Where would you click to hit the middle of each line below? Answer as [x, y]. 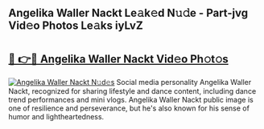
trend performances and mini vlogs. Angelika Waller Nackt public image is [131, 100]
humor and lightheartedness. [56, 117]
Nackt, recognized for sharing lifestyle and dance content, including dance [132, 91]
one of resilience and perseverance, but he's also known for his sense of [129, 108]
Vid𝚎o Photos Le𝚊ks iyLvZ [76, 26]
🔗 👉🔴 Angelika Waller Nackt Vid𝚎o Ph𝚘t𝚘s [118, 59]
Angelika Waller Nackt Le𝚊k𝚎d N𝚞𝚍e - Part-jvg [128, 13]
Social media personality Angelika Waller [184, 82]
